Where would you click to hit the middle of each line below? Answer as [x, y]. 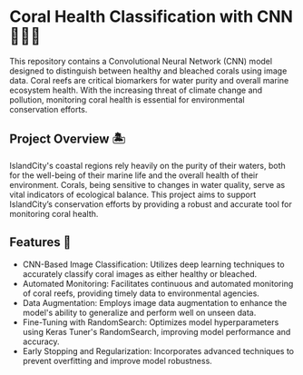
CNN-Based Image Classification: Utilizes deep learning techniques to [153, 264]
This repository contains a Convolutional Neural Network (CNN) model [141, 61]
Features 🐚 [40, 242]
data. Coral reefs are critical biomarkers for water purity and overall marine [149, 80]
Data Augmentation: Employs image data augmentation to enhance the [155, 302]
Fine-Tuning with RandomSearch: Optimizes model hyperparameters [151, 322]
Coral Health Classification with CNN [151, 17]
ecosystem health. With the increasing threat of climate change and [136, 90]
